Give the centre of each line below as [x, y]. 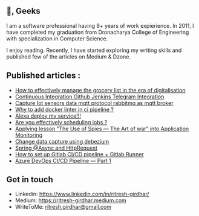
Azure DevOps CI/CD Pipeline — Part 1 [63, 160]
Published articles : [43, 76]
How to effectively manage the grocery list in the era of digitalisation [100, 90]
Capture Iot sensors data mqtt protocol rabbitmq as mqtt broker [94, 103]
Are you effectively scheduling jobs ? [61, 122]
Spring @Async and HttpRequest [56, 148]
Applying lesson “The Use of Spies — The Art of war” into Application [102, 129]
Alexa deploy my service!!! [48, 116]
